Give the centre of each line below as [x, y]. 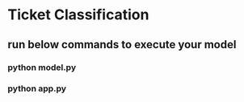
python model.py [42, 67]
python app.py [37, 88]
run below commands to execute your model [122, 45]
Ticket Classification [78, 15]
